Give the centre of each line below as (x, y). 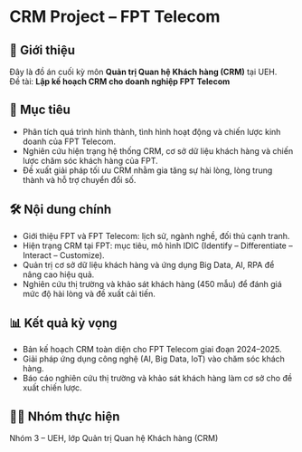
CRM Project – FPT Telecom (115, 17)
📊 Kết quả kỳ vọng (63, 323)
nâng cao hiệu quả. (58, 274)
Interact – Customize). (64, 255)
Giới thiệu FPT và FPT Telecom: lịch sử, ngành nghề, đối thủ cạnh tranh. (156, 236)
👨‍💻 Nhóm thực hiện (65, 416)
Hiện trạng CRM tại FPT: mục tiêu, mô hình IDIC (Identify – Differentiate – (157, 245)
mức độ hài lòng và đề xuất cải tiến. (89, 293)
